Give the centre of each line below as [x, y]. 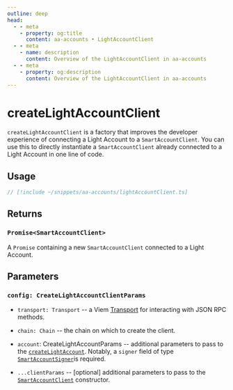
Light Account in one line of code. [56, 155]
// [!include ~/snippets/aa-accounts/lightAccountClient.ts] [98, 192]
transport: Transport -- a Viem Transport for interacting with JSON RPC [122, 310]
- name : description [49, 53]
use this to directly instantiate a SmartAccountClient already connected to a [115, 147]
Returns [25, 214]
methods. [31, 317]
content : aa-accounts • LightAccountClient [90, 40]
